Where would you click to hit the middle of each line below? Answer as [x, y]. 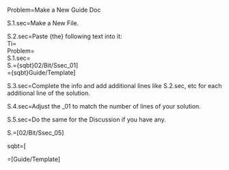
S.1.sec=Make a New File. [43, 23]
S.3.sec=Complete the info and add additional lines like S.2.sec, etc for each [114, 86]
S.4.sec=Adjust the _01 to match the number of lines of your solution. [104, 106]
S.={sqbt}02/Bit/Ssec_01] [43, 65]
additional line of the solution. [49, 93]
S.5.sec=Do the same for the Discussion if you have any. [86, 119]
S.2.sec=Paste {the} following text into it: [65, 36]
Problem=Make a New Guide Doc [54, 10]
